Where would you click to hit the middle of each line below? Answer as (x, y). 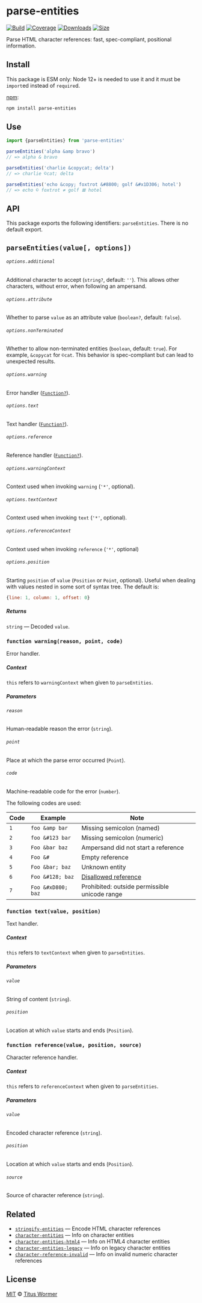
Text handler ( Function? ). (37, 424)
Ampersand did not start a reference (133, 847)
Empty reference (105, 857)
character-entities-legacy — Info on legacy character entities (93, 1248)
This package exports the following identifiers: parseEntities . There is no (97, 223)
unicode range (102, 894)
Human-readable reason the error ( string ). (60, 729)
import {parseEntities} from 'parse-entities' (66, 141)
